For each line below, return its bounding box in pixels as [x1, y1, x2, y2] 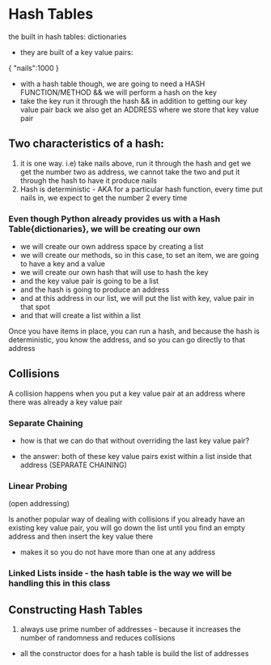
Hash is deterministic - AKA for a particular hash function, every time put [19, 184, 263, 194]
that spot [19, 302, 50, 312]
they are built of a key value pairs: [19, 47, 133, 57]
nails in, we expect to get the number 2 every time [19, 192, 188, 203]
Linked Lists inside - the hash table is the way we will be [8, 568, 232, 579]
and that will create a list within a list [19, 311, 142, 320]
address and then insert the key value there [8, 532, 154, 542]
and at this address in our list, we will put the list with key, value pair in [19, 294, 255, 303]
